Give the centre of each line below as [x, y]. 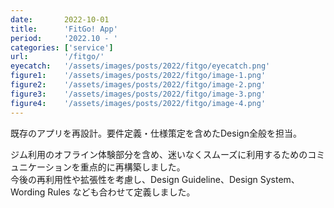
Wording [28, 192]
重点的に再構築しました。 [132, 167]
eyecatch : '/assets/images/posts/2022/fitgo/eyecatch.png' [140, 66]
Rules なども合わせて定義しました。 [121, 192]
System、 [279, 179]
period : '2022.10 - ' [64, 38]
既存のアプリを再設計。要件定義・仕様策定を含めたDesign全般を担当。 [156, 133]
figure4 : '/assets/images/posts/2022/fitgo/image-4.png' [138, 103]
